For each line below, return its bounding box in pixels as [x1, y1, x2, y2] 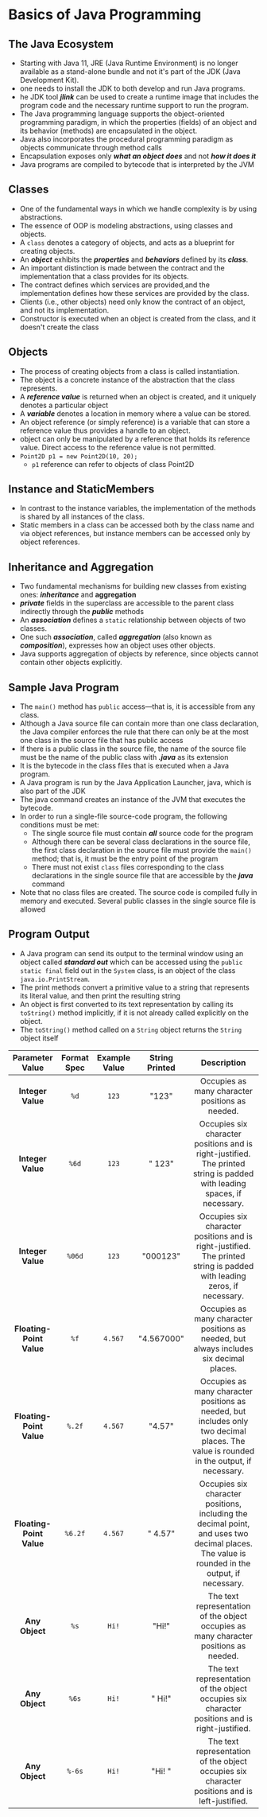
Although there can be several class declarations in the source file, [31, 837, 250, 846]
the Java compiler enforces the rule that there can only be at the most [19, 727, 249, 737]
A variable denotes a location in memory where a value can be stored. [19, 408, 252, 418]
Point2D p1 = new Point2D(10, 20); [19, 452, 138, 461]
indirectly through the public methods [19, 607, 145, 617]
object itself [19, 1033, 59, 1043]
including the [199, 1508, 248, 1519]
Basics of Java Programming [8, 6, 202, 24]
